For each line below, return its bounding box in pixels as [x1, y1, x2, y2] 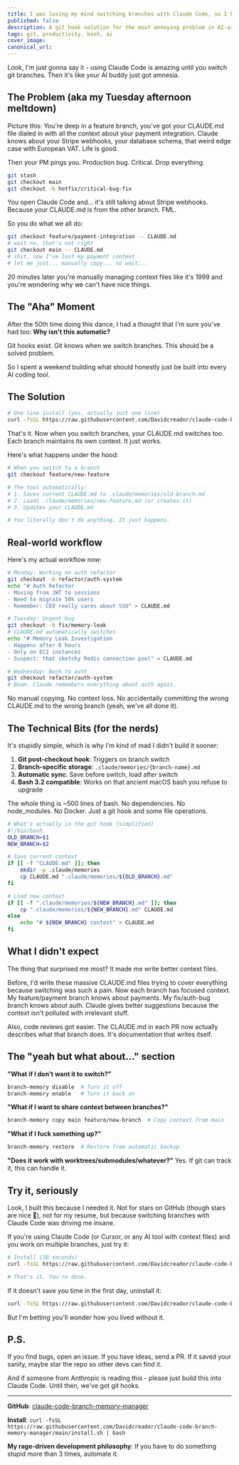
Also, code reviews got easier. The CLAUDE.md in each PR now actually [7, 1022, 218, 1031]
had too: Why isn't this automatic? [7, 327, 110, 336]
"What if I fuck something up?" [7, 1130, 102, 1138]
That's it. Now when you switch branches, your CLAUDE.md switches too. [7, 429, 224, 438]
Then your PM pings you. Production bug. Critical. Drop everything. [7, 158, 205, 166]
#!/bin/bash [7, 827, 43, 834]
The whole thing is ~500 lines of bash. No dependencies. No [7, 799, 186, 807]
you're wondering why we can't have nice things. [7, 280, 152, 289]
